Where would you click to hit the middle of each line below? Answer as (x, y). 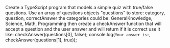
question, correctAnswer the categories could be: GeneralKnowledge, (79, 18)
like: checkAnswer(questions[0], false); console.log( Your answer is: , (78, 34)
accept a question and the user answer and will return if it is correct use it (83, 29)
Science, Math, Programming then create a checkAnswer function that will (83, 23)
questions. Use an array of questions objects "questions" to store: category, (85, 13)
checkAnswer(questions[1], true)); (41, 40)
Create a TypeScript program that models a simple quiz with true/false (79, 7)
